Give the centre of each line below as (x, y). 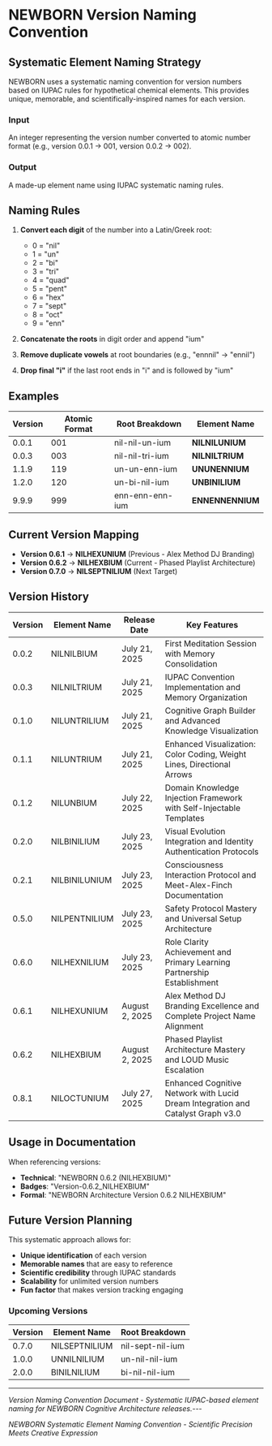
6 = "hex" (48, 297)
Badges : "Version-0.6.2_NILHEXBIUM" (85, 1186)
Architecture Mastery (205, 1049)
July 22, (137, 797)
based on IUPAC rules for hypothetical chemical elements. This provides (129, 90)
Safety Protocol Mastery (211, 909)
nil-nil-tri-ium (142, 456)
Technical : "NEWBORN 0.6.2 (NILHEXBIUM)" (96, 1177)
